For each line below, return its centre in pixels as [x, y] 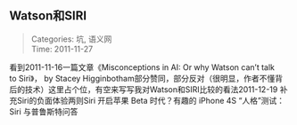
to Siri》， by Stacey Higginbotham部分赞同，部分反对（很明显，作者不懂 [142, 78]
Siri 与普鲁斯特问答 [44, 111]
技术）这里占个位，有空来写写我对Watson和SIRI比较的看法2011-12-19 [151, 89]
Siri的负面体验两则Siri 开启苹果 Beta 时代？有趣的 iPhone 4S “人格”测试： [151, 100]
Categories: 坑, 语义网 [71, 39]
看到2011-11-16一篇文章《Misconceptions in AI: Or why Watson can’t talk [142, 67]
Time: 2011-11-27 [62, 49]
